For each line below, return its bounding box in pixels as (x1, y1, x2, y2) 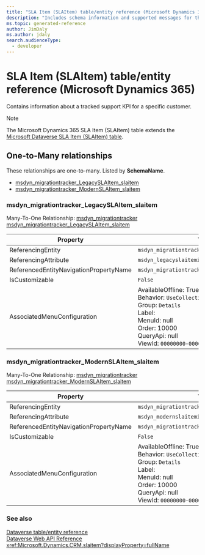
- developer (12, 43, 43, 50)
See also (6, 515, 32, 523)
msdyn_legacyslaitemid (137, 256, 204, 263)
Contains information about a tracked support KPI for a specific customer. (6, 102, 192, 110)
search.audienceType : (6, 37, 62, 43)
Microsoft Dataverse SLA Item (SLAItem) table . (6, 133, 124, 140)
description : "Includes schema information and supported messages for (6, 15, 192, 21)
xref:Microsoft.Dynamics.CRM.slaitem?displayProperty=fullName (6, 541, 170, 548)
